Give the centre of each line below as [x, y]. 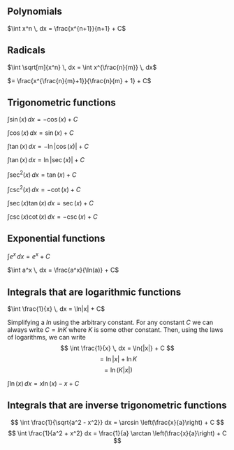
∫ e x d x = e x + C [29, 256]
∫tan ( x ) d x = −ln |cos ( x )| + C [48, 147]
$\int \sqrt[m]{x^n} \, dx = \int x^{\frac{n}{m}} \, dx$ [82, 67]
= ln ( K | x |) [118, 370]
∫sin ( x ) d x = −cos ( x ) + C [43, 119]
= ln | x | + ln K [119, 359]
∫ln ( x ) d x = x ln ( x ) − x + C [43, 384]
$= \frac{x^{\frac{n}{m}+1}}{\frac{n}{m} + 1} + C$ [79, 80]
